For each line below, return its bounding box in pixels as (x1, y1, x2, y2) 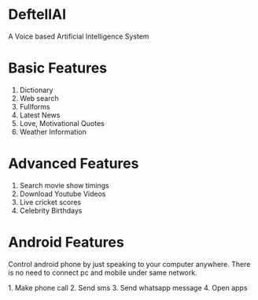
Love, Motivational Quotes (19, 118, 105, 128)
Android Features (8, 234, 124, 251)
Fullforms (19, 102, 50, 111)
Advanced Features (8, 155, 139, 172)
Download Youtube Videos (19, 189, 106, 198)
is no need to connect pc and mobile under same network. (8, 268, 198, 277)
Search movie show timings (19, 180, 110, 190)
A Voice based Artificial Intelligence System (8, 31, 149, 41)
